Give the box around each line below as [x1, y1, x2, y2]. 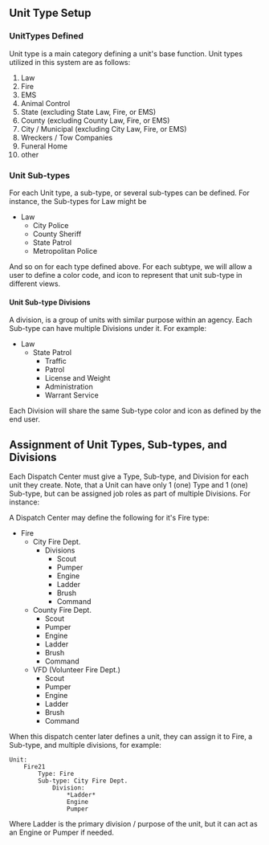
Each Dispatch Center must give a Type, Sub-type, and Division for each [9, 471, 250, 481]
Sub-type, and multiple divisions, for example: [9, 741, 161, 749]
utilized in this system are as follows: [9, 57, 131, 67]
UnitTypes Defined [9, 31, 84, 42]
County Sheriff [32, 229, 82, 239]
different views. [9, 279, 61, 288]
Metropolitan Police [32, 246, 98, 255]
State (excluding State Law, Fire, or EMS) [20, 107, 157, 116]
